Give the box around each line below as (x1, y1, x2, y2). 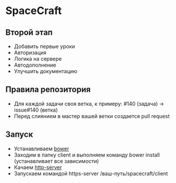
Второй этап (5, 27, 53, 37)
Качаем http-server (13, 164, 62, 171)
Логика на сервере (13, 56, 62, 62)
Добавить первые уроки (13, 43, 75, 50)
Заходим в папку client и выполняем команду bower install (13, 151, 160, 158)
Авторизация (13, 49, 47, 56)
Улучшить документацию (13, 68, 78, 74)
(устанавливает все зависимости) (13, 157, 100, 164)
